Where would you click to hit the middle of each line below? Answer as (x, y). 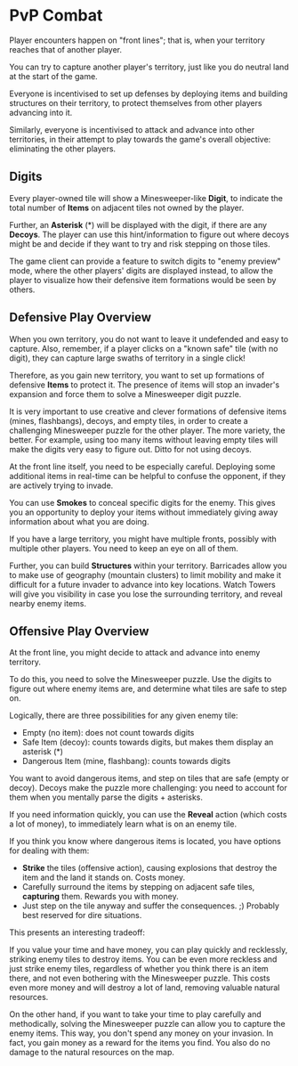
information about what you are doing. (79, 521)
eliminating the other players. (63, 149)
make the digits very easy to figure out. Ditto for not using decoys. (130, 449)
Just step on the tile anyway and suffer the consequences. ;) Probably (151, 906)
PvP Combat (56, 16)
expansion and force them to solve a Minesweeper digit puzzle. (125, 394)
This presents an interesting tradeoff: (77, 932)
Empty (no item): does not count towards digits (108, 733)
